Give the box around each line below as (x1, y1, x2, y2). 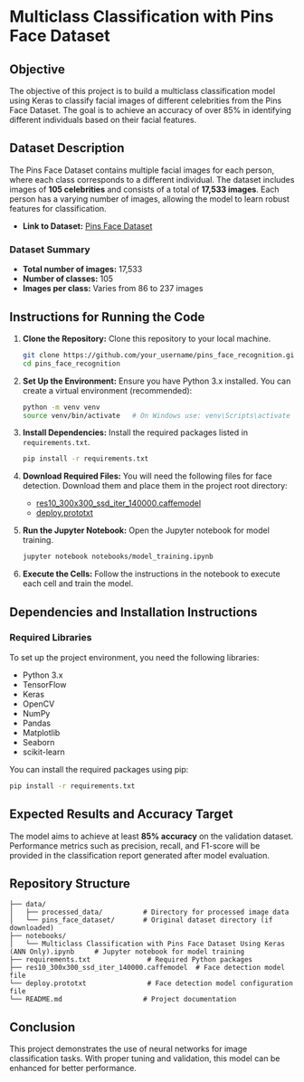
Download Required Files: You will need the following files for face (22, 470, 273, 481)
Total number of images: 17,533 (22, 264, 143, 275)
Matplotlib (22, 726, 61, 738)
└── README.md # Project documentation (9, 995, 237, 1004)
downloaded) (9, 924, 54, 933)
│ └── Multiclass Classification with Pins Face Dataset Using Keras (9, 939, 285, 949)
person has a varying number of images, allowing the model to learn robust (9, 193, 290, 204)
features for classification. (9, 203, 107, 214)
